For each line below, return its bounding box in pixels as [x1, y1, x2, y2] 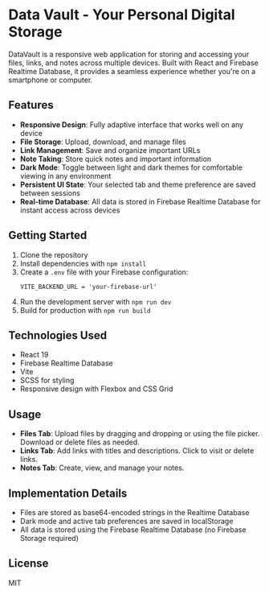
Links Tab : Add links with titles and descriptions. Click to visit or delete [19, 446, 255, 456]
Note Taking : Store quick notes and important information [19, 154, 212, 163]
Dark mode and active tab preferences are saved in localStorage [19, 517, 234, 526]
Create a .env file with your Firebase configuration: [19, 267, 189, 277]
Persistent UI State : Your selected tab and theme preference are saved [19, 179, 256, 189]
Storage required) [19, 534, 79, 542]
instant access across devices [19, 205, 120, 215]
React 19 [19, 350, 49, 360]
